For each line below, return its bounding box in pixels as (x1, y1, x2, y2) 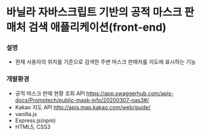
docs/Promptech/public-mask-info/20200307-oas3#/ (15, 96, 149, 104)
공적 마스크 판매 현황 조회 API (15, 90, 85, 97)
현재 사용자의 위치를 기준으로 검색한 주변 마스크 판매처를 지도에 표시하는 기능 (15, 58, 197, 66)
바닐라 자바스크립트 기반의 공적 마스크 (6, 5, 183, 19)
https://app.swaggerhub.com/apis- (86, 90, 174, 97)
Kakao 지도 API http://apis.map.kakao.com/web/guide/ (15, 104, 151, 111)
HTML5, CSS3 (15, 123, 51, 130)
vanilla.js (15, 110, 37, 117)
